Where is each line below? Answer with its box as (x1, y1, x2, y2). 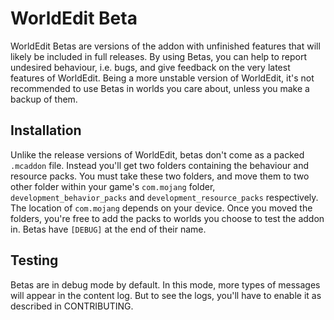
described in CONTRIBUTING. (10, 300, 134, 312)
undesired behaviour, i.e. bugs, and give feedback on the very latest (10, 61, 291, 73)
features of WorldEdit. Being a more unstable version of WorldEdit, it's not (10, 72, 315, 84)
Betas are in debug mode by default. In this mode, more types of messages (10, 278, 321, 291)
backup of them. (10, 93, 78, 105)
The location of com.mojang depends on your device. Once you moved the (10, 202, 313, 214)
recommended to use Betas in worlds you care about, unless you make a (10, 82, 310, 94)
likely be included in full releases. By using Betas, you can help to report (10, 50, 308, 62)
